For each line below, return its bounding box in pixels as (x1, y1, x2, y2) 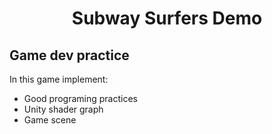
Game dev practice (9, 47, 130, 64)
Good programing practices (23, 93, 138, 104)
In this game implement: (9, 73, 109, 85)
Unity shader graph (23, 103, 104, 115)
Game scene (23, 114, 77, 126)
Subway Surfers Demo (71, 7, 263, 30)
